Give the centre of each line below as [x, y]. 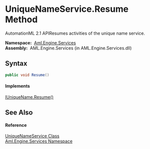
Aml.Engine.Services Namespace [39, 141]
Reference [16, 125]
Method [21, 19]
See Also [19, 113]
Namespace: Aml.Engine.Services [41, 42]
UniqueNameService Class [32, 136]
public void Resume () [27, 75]
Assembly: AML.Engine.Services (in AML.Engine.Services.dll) [68, 48]
